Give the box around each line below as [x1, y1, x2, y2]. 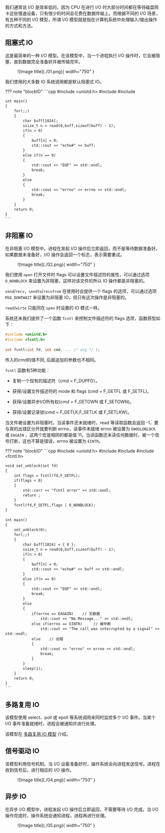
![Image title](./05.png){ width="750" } [17, 822, 95, 828]
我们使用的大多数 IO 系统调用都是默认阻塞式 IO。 [5, 78, 104, 85]
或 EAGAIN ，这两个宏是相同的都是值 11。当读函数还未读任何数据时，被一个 [5, 432, 155, 438]
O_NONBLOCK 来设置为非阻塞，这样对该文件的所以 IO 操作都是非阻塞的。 [5, 278, 148, 284]
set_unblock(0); [14, 527, 48, 533]
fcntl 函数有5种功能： [5, 367, 51, 373]
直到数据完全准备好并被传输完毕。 [13, 59, 83, 64]
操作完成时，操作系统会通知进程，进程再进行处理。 [5, 812, 109, 818]
